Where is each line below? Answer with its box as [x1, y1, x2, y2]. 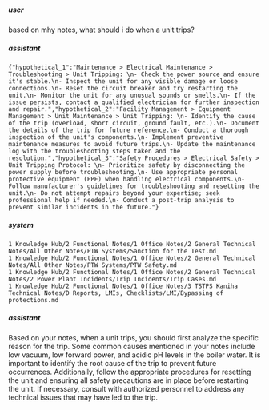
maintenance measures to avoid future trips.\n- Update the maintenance [8, 140, 256, 148]
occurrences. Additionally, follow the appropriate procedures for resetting [8, 367, 251, 376]
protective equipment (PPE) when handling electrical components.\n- [8, 175, 246, 183]
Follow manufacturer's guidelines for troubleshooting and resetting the [8, 182, 260, 190]
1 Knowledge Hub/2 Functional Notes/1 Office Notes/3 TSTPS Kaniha [8, 282, 239, 290]
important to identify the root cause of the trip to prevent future [8, 358, 217, 368]
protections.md [8, 296, 59, 304]
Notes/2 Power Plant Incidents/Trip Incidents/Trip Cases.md [8, 275, 217, 283]
